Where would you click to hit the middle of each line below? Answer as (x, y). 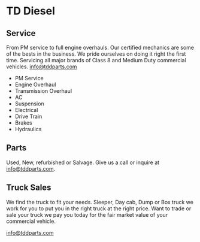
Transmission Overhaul (43, 91)
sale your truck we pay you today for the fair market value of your (87, 214)
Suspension (29, 104)
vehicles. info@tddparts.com (42, 66)
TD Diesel (31, 11)
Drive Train (28, 116)
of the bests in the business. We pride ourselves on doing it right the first (96, 54)
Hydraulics (28, 129)
